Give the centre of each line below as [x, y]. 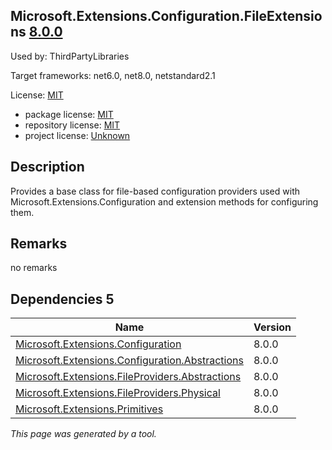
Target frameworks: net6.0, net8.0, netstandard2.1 [113, 75]
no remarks [34, 268]
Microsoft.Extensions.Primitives [89, 409]
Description [47, 167]
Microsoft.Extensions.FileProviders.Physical [118, 393]
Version [272, 327]
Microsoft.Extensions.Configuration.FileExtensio [166, 16]
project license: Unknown [77, 135]
